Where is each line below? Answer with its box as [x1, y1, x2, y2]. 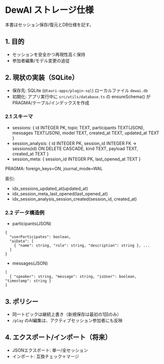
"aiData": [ [9, 239, 34, 244]
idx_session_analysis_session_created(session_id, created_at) [12, 196, 137, 202]
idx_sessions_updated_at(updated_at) [12, 185, 88, 191]
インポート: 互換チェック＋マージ [12, 353, 79, 359]
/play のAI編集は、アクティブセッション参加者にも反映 [12, 317, 123, 323]
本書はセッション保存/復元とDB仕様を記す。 [5, 22, 94, 28]
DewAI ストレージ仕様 [5, 4, 94, 16]
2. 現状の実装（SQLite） [5, 73, 79, 82]
